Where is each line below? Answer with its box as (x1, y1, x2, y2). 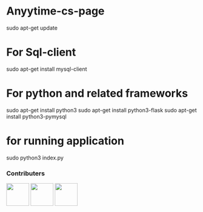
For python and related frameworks (6, 86, 188, 100)
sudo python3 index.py (6, 154, 64, 161)
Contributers (6, 169, 45, 178)
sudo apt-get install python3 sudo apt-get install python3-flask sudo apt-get (6, 106, 197, 114)
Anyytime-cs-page (6, 4, 105, 18)
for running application (6, 134, 124, 147)
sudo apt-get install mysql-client (6, 65, 87, 72)
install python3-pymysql (6, 113, 67, 120)
